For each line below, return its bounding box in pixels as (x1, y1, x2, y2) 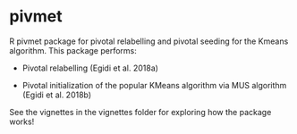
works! (9, 116, 35, 127)
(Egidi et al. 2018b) (21, 89, 92, 100)
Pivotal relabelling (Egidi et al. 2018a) (21, 63, 159, 73)
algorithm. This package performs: (9, 45, 137, 55)
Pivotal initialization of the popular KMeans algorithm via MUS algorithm (21, 80, 287, 90)
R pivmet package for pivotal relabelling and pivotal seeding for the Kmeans (9, 36, 289, 46)
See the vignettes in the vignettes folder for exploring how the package (9, 106, 272, 117)
